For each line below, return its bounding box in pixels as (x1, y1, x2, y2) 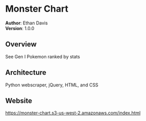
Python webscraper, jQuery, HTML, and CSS (5, 82, 99, 88)
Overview (5, 40, 37, 49)
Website (5, 96, 32, 105)
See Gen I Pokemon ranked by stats (5, 53, 80, 59)
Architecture (5, 68, 47, 77)
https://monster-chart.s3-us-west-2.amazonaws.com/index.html (5, 110, 141, 116)
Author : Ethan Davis (5, 20, 48, 26)
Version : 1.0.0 (5, 25, 35, 31)
